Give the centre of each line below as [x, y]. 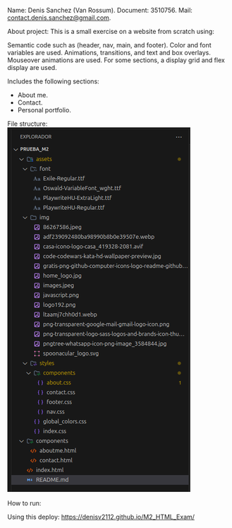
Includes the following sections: [54, 81]
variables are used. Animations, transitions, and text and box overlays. [109, 53]
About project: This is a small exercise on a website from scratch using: [111, 31]
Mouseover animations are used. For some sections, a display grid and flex [116, 60]
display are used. [32, 68]
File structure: [28, 124]
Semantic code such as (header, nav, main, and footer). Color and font [109, 45]
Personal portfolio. [44, 110]
